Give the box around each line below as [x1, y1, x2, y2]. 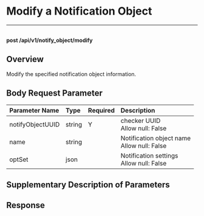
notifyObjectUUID [9, 120, 60, 128]
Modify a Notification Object [6, 4, 152, 18]
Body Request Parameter [6, 88, 103, 99]
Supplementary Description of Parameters [6, 179, 170, 190]
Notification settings [120, 151, 178, 159]
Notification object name [120, 134, 191, 142]
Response [6, 200, 46, 211]
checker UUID [120, 116, 161, 125]
